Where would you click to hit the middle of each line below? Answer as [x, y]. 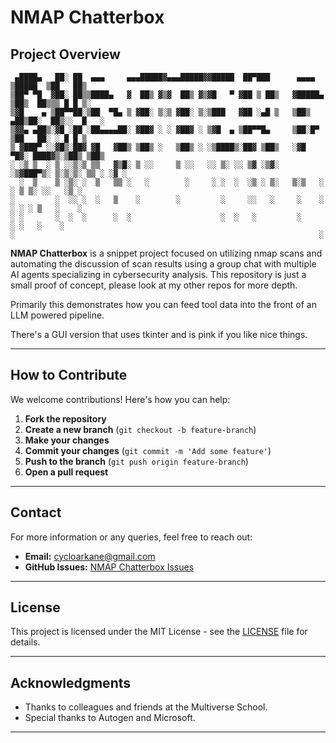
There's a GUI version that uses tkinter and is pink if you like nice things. [159, 334]
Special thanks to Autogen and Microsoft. [110, 718]
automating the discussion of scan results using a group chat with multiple [163, 264]
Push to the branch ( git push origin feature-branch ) [136, 461]
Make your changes [67, 440]
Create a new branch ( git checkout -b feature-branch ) [140, 429]
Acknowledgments [71, 682]
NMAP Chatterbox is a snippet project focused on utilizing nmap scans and [166, 253]
